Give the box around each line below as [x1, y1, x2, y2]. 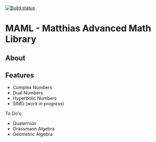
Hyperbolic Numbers [12, 95, 57, 101]
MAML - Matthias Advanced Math [5, 23, 151, 34]
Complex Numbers [12, 84, 53, 91]
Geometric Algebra [12, 131, 53, 137]
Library [5, 34, 37, 45]
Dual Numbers [12, 90, 43, 96]
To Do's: [5, 110, 23, 117]
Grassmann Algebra [12, 126, 55, 132]
